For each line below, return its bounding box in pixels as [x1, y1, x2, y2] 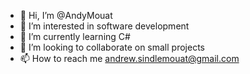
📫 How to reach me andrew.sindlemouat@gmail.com [19, 53, 240, 64]
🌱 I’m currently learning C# [19, 31, 131, 42]
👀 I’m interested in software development [19, 20, 190, 32]
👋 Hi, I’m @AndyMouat [19, 10, 113, 21]
